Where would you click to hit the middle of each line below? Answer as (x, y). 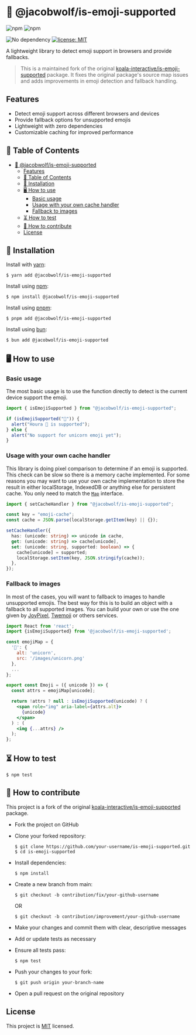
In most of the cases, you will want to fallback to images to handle (86, 597)
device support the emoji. (37, 397)
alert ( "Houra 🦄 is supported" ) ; (51, 424)
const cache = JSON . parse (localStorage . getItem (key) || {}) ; (82, 520)
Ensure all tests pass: (40, 950)
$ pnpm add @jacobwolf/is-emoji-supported (59, 319)
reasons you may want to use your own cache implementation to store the (95, 481)
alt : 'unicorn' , (37, 653)
